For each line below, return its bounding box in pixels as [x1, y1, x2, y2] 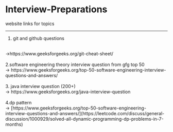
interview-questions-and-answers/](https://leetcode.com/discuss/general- [5, 110, 165, 116]
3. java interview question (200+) [5, 83, 76, 89]
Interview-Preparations [5, 4, 108, 15]
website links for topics [5, 20, 55, 27]
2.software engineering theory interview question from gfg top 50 [5, 61, 145, 68]
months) [5, 121, 23, 127]
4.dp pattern [5, 99, 32, 105]
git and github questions [12, 35, 64, 41]
